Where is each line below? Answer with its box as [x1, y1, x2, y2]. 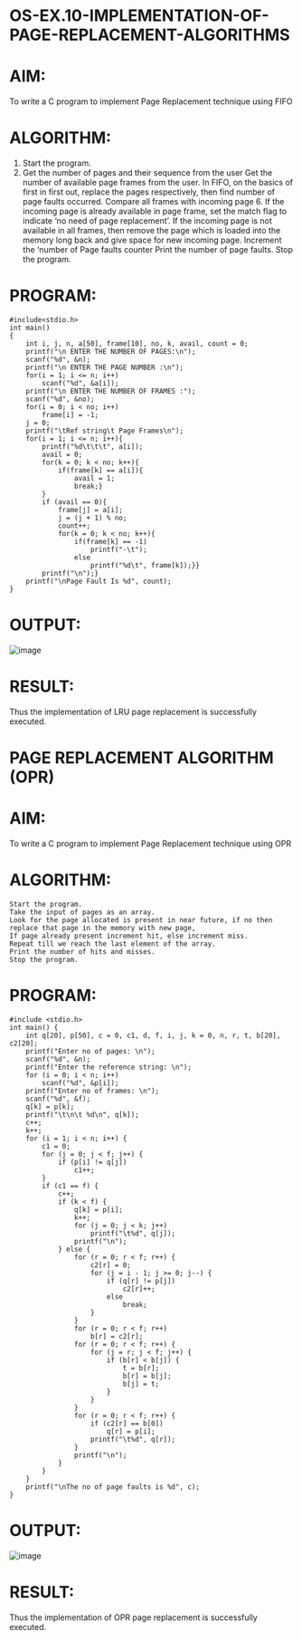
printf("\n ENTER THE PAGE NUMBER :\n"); [25, 363, 184, 372]
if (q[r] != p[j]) [106, 1276, 176, 1285]
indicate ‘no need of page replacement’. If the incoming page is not [22, 215, 273, 226]
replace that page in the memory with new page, [9, 923, 196, 932]
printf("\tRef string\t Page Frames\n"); [25, 426, 184, 435]
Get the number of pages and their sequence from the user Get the [22, 167, 273, 178]
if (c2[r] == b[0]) [90, 1418, 165, 1428]
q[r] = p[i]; [106, 1426, 156, 1435]
